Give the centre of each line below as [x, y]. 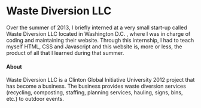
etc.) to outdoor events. [35, 99]
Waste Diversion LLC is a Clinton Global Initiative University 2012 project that [100, 80]
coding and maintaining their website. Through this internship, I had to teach [100, 40]
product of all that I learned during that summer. [65, 53]
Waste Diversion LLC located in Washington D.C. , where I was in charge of [98, 33]
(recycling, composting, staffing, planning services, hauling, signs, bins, [95, 92]
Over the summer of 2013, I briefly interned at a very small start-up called [97, 27]
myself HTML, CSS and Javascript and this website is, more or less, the [94, 47]
